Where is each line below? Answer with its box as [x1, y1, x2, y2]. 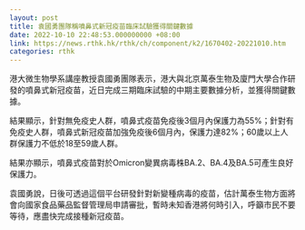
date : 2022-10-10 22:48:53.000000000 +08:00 [9, 30, 181, 39]
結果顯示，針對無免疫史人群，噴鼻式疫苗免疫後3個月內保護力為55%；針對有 [9, 115, 295, 126]
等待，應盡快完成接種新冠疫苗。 [9, 211, 129, 222]
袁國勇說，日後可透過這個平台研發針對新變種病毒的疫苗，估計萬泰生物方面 [9, 188, 288, 199]
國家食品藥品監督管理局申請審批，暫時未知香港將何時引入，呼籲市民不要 [25, 199, 296, 210]
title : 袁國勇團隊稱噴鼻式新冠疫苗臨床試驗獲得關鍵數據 [9, 22, 193, 31]
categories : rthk [9, 47, 75, 56]
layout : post [9, 13, 59, 23]
